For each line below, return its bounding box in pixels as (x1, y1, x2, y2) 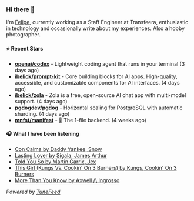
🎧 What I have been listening (6, 130, 79, 138)
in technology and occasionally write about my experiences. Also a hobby (6, 25, 185, 32)
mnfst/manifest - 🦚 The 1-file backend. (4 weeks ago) (14, 116, 147, 123)
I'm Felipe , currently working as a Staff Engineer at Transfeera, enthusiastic (6, 19, 189, 26)
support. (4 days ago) (14, 98, 68, 105)
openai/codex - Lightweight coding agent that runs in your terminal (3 (14, 60, 185, 67)
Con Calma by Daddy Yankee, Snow (14, 145, 102, 152)
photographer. (6, 31, 41, 38)
